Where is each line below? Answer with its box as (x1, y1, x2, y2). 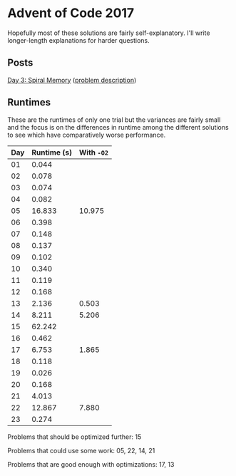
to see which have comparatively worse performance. (7, 130, 166, 139)
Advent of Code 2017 (7, 5, 135, 21)
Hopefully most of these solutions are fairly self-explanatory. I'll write (7, 29, 210, 37)
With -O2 (78, 148, 109, 157)
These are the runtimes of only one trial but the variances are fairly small (7, 115, 221, 124)
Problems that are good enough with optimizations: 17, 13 (7, 460, 175, 468)
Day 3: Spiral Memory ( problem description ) (7, 76, 137, 84)
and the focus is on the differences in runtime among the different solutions (7, 123, 230, 131)
